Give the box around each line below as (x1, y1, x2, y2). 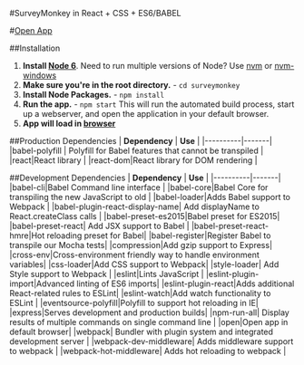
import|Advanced (9, 278, 75, 289)
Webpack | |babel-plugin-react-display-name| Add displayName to (9, 201, 260, 212)
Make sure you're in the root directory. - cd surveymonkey (22, 80, 240, 90)
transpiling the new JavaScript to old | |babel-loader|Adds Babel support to (9, 192, 291, 202)
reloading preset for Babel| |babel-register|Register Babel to (46, 230, 271, 241)
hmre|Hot (9, 230, 45, 241)
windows (22, 70, 57, 81)
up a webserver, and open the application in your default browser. (22, 109, 270, 119)
